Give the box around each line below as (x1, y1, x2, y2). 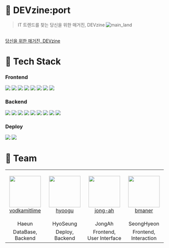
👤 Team (5, 153, 37, 164)
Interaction (131, 235, 157, 242)
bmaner (135, 207, 153, 214)
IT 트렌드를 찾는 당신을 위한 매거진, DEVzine (17, 22, 105, 28)
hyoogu (55, 207, 74, 214)
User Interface (87, 235, 122, 242)
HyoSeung (52, 220, 77, 227)
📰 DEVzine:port (5, 5, 71, 16)
